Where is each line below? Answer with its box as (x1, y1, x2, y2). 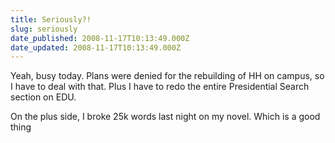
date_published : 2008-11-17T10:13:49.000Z (10, 33, 190, 43)
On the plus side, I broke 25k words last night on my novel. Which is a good (10, 111, 321, 123)
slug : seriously (10, 24, 78, 34)
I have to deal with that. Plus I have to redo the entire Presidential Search (10, 81, 310, 93)
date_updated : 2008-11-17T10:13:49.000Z (10, 42, 182, 53)
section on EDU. (10, 91, 77, 103)
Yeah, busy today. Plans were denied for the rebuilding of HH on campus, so (10, 70, 325, 82)
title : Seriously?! (10, 14, 92, 25)
